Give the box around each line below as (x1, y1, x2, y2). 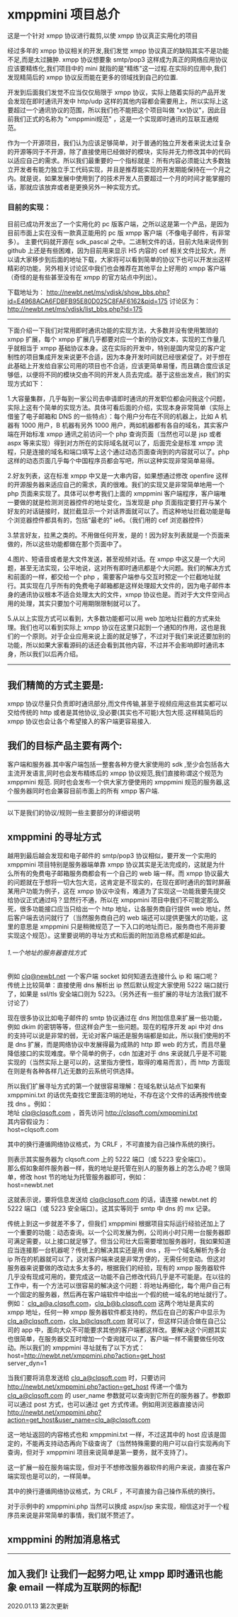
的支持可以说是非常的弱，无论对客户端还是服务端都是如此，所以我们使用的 (7, 1031, 225, 1040)
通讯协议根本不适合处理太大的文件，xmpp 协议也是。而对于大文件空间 (19, 590, 225, 599)
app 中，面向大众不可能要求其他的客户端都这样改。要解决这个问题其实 (21, 1326, 227, 1334)
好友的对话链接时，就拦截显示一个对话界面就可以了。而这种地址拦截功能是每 (7, 507, 231, 516)
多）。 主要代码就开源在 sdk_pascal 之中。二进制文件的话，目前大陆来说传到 (7, 238, 229, 246)
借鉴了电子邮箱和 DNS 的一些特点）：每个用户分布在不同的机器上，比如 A (7, 412, 220, 421)
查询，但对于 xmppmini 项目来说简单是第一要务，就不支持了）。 (7, 1447, 192, 1456)
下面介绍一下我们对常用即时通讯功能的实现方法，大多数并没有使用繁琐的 (7, 326, 218, 335)
